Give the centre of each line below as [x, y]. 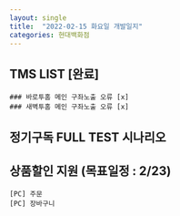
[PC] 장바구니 [32, 204]
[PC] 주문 [26, 194]
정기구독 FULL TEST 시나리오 [88, 137]
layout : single [38, 18]
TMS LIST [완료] [55, 74]
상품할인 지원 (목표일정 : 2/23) [90, 171]
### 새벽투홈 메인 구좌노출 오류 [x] [70, 107]
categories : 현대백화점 [50, 35]
